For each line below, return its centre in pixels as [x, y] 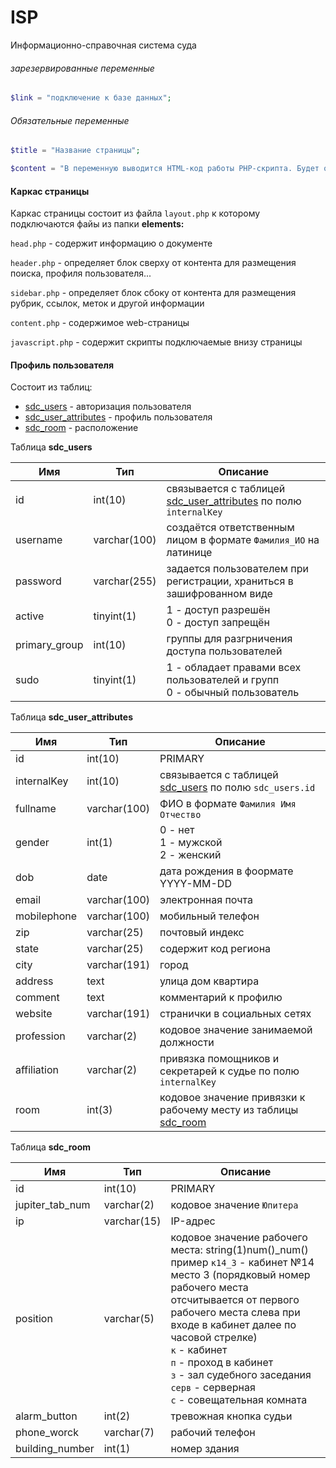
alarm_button [46, 1416]
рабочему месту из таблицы [229, 1110]
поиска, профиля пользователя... [81, 273]
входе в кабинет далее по [233, 1325]
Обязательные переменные [70, 120]
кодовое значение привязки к [232, 1098]
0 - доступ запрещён [218, 623]
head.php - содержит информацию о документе [111, 243]
